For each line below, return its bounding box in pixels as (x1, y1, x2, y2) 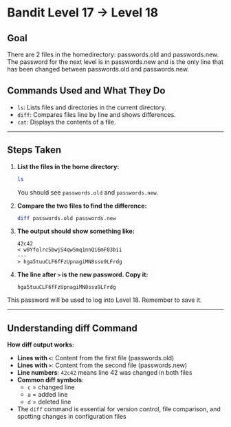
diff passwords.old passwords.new (16, 215, 116, 221)
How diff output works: (7, 340, 74, 349)
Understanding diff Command (7, 322, 137, 334)
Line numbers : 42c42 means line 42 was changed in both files (16, 369, 192, 377)
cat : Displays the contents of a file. (16, 118, 116, 126)
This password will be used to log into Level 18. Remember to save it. (7, 296, 202, 304)
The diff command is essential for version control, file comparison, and (16, 405, 221, 413)
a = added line (27, 391, 68, 399)
